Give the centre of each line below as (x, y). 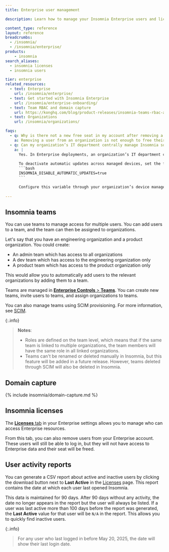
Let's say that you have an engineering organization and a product (74, 239)
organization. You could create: (38, 245)
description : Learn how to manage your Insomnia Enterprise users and (81, 19)
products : (16, 52)
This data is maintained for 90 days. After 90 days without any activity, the (82, 497)
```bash (27, 169)
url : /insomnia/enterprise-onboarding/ (56, 103)
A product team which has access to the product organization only (81, 265)
